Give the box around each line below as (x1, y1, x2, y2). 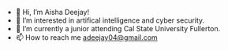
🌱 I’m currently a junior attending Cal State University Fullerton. (15, 24, 221, 33)
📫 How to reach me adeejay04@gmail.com (15, 33, 158, 42)
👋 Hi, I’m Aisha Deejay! (15, 8, 89, 16)
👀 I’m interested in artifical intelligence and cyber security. (15, 16, 205, 25)
